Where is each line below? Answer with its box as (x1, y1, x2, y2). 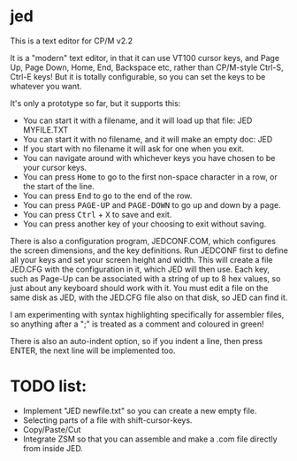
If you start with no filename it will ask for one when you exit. (22, 143, 244, 154)
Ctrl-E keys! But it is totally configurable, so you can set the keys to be (10, 71, 266, 81)
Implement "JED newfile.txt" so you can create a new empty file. (22, 405, 257, 416)
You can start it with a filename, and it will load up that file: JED (22, 115, 253, 126)
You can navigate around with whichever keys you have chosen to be (22, 152, 276, 163)
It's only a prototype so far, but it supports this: (10, 97, 181, 108)
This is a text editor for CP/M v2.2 (10, 35, 133, 46)
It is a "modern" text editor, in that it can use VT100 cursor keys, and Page (10, 52, 280, 63)
